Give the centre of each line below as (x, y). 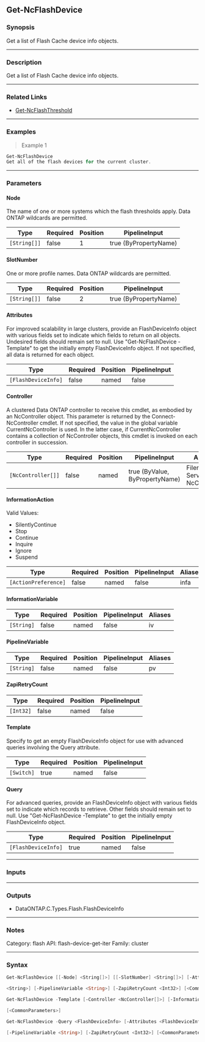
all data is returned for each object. (50, 354)
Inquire (24, 544)
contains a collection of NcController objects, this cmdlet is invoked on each (102, 436)
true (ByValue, (149, 472)
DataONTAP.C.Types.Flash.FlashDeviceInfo (69, 908)
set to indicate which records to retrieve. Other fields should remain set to (99, 809)
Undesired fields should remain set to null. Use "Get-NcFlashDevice (92, 342)
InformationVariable (32, 599)
